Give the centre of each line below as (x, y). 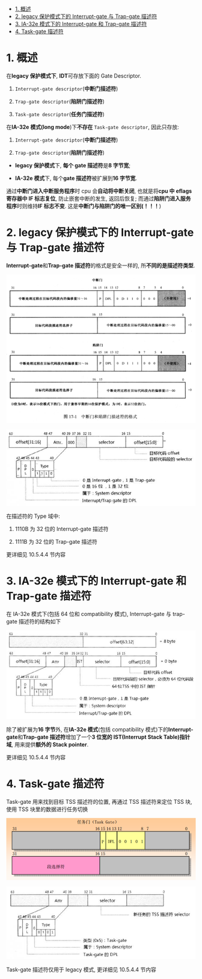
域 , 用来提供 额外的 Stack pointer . (47, 745)
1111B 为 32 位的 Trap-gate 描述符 (56, 541)
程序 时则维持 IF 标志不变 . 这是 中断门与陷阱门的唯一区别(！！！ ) (84, 206)
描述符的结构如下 (40, 621)
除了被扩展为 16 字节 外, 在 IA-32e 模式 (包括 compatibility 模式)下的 (87, 730)
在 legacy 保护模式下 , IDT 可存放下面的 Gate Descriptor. (74, 76)
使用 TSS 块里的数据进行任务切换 (47, 809)
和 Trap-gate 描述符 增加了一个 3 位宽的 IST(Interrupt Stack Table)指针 (104, 737)
